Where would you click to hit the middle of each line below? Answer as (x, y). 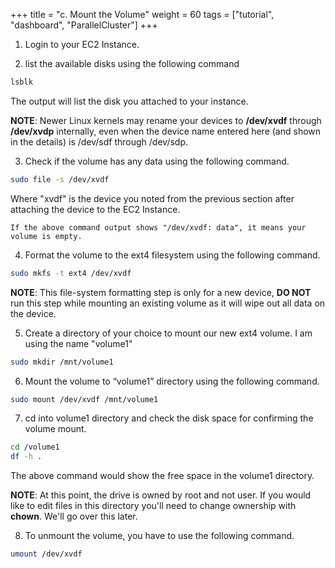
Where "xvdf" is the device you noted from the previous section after (152, 198)
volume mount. (55, 429)
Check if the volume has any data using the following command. (157, 161)
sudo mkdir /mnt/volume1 (62, 362)
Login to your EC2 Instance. (82, 44)
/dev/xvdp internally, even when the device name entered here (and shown (166, 131)
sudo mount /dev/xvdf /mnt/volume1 (84, 399)
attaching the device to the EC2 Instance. (95, 209)
